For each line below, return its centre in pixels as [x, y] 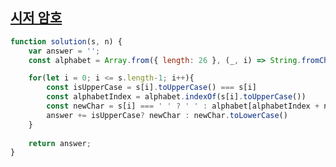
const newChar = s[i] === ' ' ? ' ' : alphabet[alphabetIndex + [183, 106]
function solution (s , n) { [66, 41]
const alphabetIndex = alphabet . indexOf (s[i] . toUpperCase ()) [176, 97]
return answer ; [60, 143]
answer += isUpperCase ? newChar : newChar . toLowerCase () [167, 115]
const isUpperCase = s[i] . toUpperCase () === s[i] [151, 88]
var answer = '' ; [64, 51]
